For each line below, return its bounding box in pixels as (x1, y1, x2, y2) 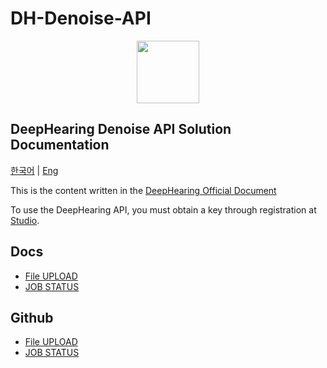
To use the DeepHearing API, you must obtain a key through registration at (10, 203, 317, 216)
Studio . (10, 214, 40, 226)
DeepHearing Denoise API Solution (10, 121, 232, 138)
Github (10, 309, 54, 326)
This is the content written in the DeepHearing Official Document (10, 184, 277, 196)
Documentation (10, 137, 110, 154)
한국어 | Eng (10, 164, 59, 176)
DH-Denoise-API (10, 7, 152, 30)
